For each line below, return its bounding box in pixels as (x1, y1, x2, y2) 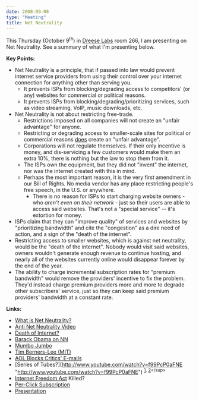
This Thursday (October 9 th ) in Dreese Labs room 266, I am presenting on (6, 36, 187, 45)
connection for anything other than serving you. (14, 79, 132, 86)
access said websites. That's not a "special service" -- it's (32, 206, 175, 213)
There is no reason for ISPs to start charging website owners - (32, 193, 185, 200)
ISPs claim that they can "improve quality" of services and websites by (14, 218, 188, 225)
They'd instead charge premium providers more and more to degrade (14, 281, 185, 288)
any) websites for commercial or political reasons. (23, 92, 146, 99)
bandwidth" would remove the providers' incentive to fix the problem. (14, 275, 185, 282)
